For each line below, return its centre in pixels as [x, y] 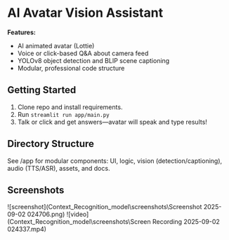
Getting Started [42, 90]
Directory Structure [51, 144]
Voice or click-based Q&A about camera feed [83, 53]
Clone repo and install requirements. [70, 107]
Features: [22, 32]
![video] [78, 214]
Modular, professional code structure [71, 68]
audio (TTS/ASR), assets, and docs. [59, 168]
